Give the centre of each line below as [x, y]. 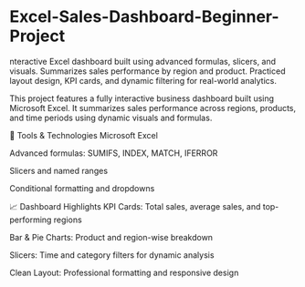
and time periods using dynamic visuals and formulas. [111, 118]
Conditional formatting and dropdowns [82, 188]
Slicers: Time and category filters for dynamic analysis [112, 255]
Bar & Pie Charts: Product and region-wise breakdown [111, 237]
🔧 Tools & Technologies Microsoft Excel [84, 135]
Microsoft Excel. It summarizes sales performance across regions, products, [153, 108]
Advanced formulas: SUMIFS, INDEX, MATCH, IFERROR [114, 153]
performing [31, 220]
